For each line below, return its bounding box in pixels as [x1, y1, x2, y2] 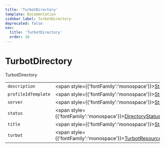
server [7, 99, 23, 105]
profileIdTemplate [7, 91, 51, 97]
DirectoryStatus [124, 113, 161, 120]
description [7, 83, 36, 89]
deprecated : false [5, 21, 43, 26]
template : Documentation [5, 12, 56, 17]
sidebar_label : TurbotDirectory [5, 16, 71, 21]
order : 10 [9, 35, 29, 40]
